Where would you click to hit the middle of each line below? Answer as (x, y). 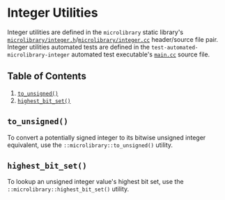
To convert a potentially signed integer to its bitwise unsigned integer (107, 137)
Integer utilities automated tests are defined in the (78, 47)
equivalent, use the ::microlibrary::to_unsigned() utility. (90, 145)
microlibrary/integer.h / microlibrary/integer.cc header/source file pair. (113, 39)
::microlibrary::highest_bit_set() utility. (68, 189)
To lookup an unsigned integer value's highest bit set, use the (95, 182)
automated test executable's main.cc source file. (141, 54)
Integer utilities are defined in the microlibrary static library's (95, 32)
